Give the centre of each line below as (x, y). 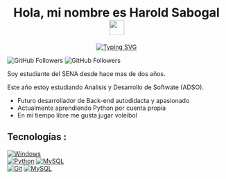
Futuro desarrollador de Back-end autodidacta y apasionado (103, 100)
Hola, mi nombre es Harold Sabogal (116, 13)
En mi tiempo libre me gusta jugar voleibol (77, 115)
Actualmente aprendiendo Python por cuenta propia (92, 108)
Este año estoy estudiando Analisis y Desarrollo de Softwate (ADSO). (106, 87)
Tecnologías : (37, 137)
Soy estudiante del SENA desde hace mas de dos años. (86, 73)
